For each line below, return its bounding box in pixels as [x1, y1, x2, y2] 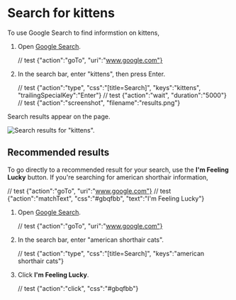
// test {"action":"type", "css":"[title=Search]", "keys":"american [17, 249, 205, 257]
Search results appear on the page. [7, 112, 111, 121]
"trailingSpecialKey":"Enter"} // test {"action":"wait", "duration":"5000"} [17, 91, 227, 99]
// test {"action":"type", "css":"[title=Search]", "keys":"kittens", [17, 83, 201, 91]
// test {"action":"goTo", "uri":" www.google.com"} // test [7, 187, 172, 195]
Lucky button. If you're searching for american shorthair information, [7, 172, 209, 182]
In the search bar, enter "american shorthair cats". [17, 235, 164, 244]
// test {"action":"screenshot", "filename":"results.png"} [17, 98, 181, 107]
